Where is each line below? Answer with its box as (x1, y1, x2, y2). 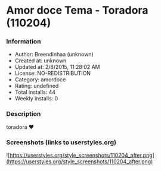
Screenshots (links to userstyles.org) (6, 138, 117, 146)
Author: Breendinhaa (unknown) (14, 51, 94, 58)
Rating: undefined (14, 83, 59, 90)
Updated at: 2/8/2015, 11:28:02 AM (14, 64, 100, 71)
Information (6, 37, 41, 46)
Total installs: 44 (14, 88, 55, 96)
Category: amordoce (14, 76, 66, 83)
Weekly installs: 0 (14, 95, 58, 102)
